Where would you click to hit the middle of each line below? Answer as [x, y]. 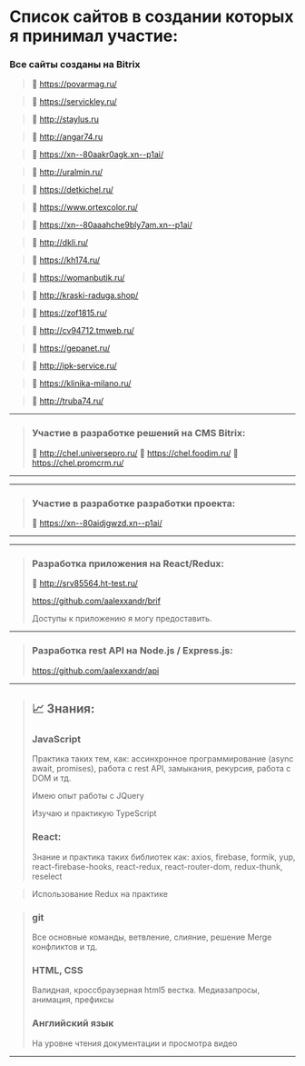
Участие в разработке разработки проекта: [133, 503]
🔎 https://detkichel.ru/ [72, 190]
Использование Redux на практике [99, 893]
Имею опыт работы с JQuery [88, 796]
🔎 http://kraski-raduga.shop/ [85, 295]
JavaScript [56, 739]
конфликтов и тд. [64, 946]
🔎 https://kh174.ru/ [66, 260]
